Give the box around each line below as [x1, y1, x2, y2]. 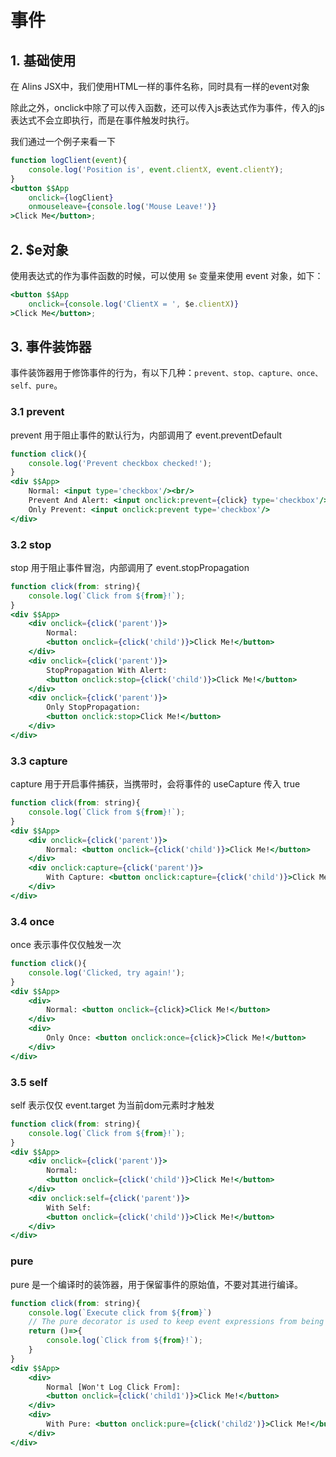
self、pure [10, 381, 55, 391]
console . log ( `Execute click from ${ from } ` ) [28, 1307, 213, 1318]
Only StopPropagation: [46, 702, 141, 713]
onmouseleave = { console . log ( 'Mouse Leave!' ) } [28, 202, 217, 212]
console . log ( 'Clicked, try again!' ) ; [28, 967, 186, 978]
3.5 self [10, 1075, 48, 1089]
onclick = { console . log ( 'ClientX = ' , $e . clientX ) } [28, 299, 240, 309]
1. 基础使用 [10, 52, 77, 69]
